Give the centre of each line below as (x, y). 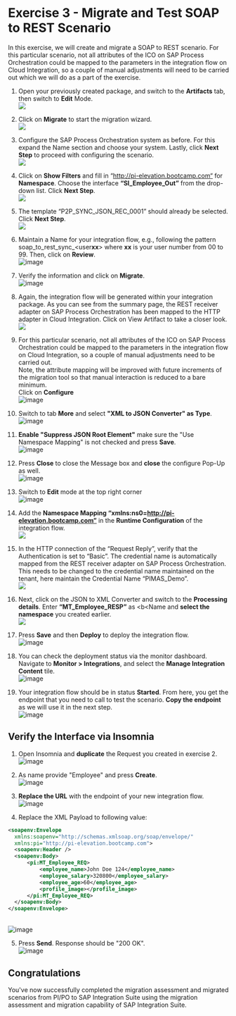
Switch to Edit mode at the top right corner (80, 492)
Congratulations (44, 973)
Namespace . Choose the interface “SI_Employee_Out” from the (112, 183)
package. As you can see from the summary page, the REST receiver (118, 304)
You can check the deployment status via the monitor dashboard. (113, 656)
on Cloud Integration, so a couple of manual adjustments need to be (116, 354)
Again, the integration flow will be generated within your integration (116, 297)
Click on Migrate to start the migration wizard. (85, 119)
